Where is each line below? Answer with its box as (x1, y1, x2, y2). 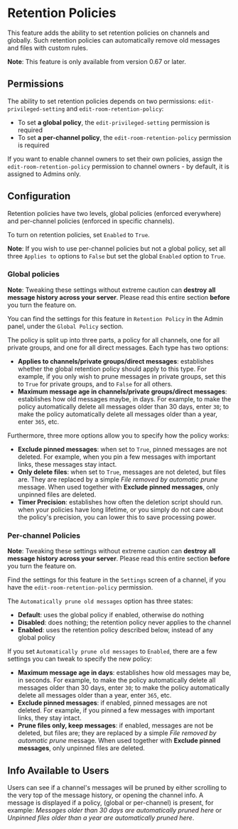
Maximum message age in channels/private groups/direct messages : (17, 387, 227, 396)
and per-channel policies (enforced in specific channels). (7, 217, 175, 225)
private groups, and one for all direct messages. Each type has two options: (7, 343, 229, 352)
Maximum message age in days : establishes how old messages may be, (17, 668, 232, 677)
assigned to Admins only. (7, 169, 82, 178)
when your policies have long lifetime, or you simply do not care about (17, 505, 224, 514)
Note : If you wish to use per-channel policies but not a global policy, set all (7, 244, 226, 253)
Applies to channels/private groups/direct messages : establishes (17, 357, 215, 365)
